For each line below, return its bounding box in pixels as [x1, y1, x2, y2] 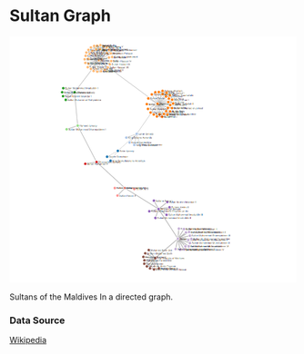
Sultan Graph [9, 5, 111, 26]
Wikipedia [9, 335, 47, 346]
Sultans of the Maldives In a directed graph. [9, 291, 174, 302]
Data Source [9, 314, 66, 327]
